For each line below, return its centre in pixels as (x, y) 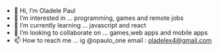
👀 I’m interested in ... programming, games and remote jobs (99, 18)
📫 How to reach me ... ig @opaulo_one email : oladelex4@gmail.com (113, 40)
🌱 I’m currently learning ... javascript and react (80, 25)
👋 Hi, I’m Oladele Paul (44, 11)
